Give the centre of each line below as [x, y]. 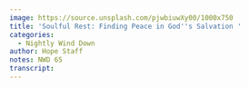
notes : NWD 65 [36, 60]
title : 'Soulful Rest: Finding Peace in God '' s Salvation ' [126, 26]
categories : [32, 34]
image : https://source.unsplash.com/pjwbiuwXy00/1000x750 [121, 18]
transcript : [32, 69]
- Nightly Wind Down [56, 43]
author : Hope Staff [46, 52]
